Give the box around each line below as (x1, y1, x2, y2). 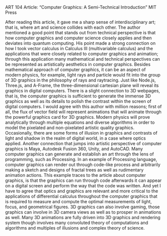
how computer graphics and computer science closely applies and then (5, 35, 152, 41)
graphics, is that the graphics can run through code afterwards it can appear (5, 177, 162, 183)
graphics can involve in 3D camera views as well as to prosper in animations (5, 209, 162, 215)
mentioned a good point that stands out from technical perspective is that (5, 30, 156, 35)
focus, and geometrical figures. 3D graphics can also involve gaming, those (5, 204, 160, 210)
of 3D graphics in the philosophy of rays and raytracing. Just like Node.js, (5, 77, 156, 83)
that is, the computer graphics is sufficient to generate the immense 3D (5, 93, 151, 99)
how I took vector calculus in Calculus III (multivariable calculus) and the (5, 46, 153, 51)
